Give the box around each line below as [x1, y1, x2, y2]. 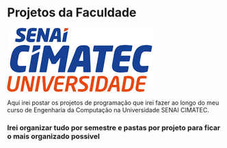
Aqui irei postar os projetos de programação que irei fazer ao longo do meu [7, 98, 219, 107]
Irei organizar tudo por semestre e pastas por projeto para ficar [7, 123, 221, 132]
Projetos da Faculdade [7, 5, 137, 21]
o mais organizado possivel [7, 132, 101, 141]
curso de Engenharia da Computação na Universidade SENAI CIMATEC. [7, 106, 210, 114]
